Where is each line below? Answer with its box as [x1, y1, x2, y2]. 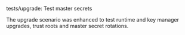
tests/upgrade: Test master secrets [6, 5, 92, 12]
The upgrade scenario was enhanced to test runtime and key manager [6, 16, 180, 23]
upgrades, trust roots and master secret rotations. [6, 23, 129, 29]
